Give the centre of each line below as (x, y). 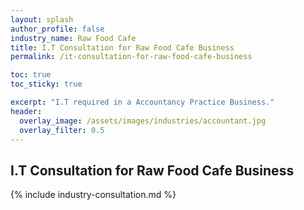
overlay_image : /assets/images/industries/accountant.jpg (143, 121)
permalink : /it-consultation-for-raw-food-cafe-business (131, 57)
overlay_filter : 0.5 (62, 130)
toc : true (31, 75)
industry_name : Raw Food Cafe (73, 38)
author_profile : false (57, 29)
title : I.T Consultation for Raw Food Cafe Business (122, 47)
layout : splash (42, 19)
